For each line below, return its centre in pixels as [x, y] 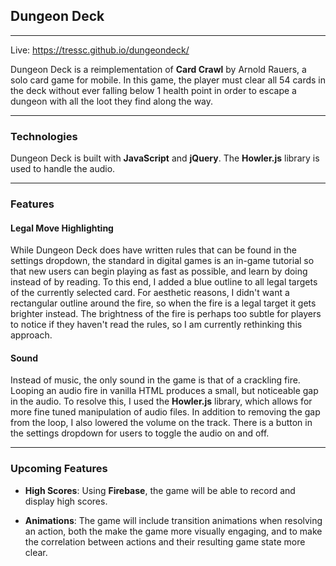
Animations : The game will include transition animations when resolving [173, 520]
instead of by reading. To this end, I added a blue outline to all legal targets [164, 282]
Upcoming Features [59, 469]
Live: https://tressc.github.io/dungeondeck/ [100, 50]
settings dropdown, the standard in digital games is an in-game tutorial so [162, 261]
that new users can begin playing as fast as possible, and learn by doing [159, 271]
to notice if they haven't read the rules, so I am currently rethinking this [156, 325]
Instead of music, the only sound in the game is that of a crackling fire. [155, 380]
